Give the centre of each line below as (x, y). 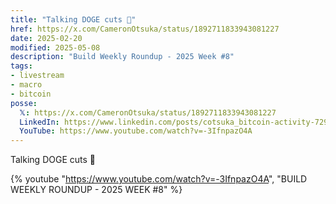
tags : (21, 66)
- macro (26, 85)
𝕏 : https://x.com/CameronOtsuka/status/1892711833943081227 (148, 112)
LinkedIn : (39, 122)
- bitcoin (31, 94)
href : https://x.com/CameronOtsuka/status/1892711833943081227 (145, 29)
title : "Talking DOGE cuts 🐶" (73, 19)
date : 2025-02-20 (46, 38)
